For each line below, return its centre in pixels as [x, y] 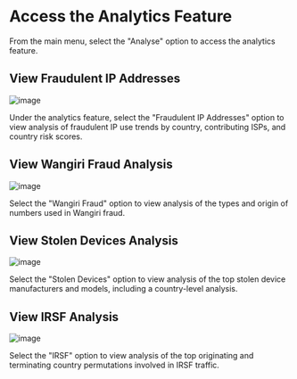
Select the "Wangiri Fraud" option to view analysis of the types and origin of [149, 203]
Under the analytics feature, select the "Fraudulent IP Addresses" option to [147, 117]
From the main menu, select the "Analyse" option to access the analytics [142, 41]
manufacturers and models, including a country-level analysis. [124, 289]
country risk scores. [46, 136]
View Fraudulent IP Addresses [95, 79]
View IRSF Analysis [64, 317]
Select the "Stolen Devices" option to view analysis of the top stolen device [148, 279]
